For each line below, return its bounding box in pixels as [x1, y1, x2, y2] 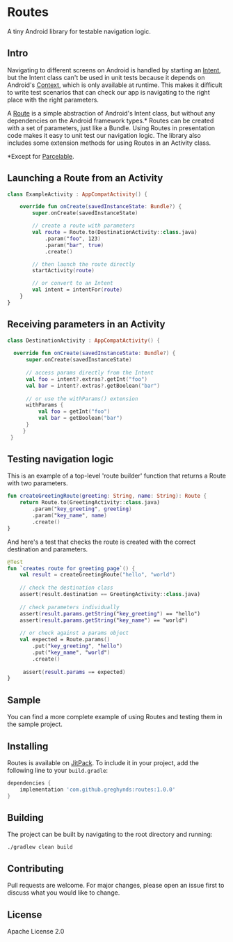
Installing [7, 740, 49, 752]
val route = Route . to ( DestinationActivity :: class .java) [32, 229, 198, 236]
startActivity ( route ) [32, 267, 95, 274]
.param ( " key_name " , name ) [32, 512, 108, 519]
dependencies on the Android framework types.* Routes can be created [7, 116, 214, 125]
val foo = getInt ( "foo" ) [38, 408, 111, 415]
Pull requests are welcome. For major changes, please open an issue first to [7, 881, 225, 890]
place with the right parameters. [7, 95, 99, 104]
